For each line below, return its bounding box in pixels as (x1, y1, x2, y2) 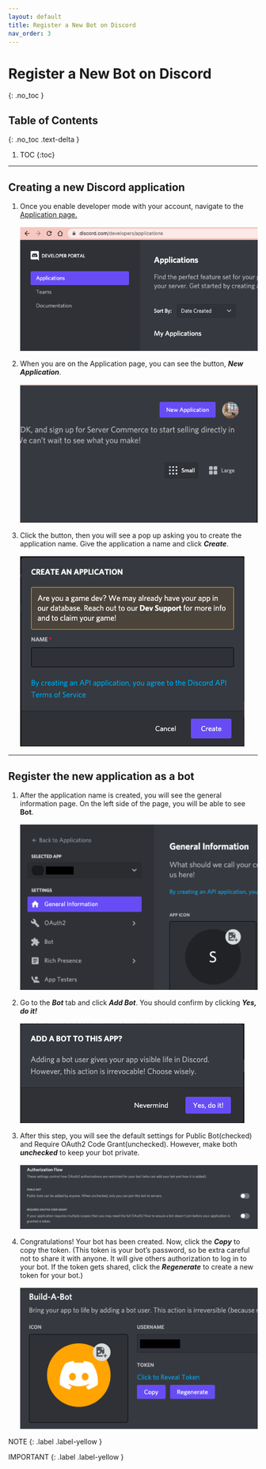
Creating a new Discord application (8, 181, 185, 194)
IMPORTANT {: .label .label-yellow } (8, 1452, 124, 1462)
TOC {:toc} (19, 150, 55, 160)
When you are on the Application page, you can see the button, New (19, 359, 244, 368)
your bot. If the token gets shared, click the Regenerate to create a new (19, 1262, 254, 1271)
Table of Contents (8, 113, 99, 127)
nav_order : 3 (8, 29, 51, 37)
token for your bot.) (19, 1270, 83, 1280)
